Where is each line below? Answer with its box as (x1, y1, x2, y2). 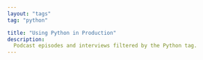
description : (7, 36, 45, 43)
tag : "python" (7, 17, 49, 24)
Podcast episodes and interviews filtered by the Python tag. (13, 43, 197, 50)
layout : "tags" (7, 10, 51, 17)
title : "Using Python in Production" (7, 29, 117, 36)
